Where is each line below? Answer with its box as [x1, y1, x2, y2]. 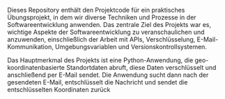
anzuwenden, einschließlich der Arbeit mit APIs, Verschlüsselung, [7, 35, 196, 44]
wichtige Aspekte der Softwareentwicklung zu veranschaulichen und [7, 28, 205, 36]
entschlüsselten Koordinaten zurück [7, 86, 111, 93]
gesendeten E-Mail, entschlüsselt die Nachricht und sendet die [7, 78, 188, 86]
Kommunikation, [7, 43, 54, 51]
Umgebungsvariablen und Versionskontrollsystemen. [54, 43, 208, 51]
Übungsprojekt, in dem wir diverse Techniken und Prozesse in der [7, 13, 196, 21]
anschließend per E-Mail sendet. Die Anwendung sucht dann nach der [7, 71, 209, 79]
